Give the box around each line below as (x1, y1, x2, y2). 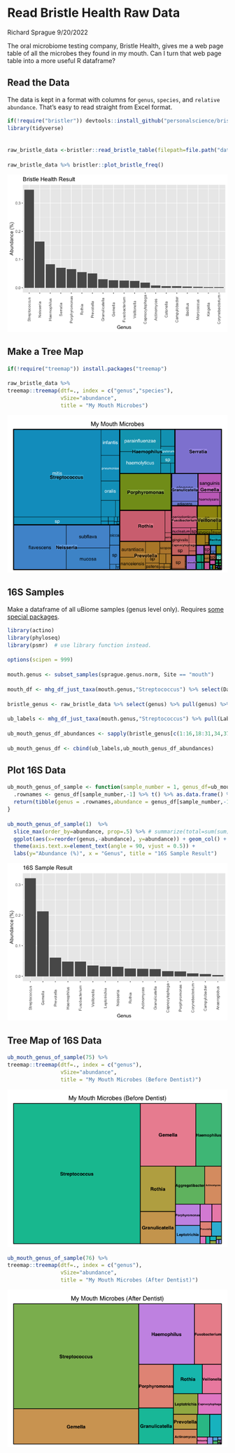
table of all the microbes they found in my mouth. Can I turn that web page (7, 49, 222, 57)
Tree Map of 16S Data (7, 1034, 102, 1046)
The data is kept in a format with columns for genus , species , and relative (7, 95, 220, 104)
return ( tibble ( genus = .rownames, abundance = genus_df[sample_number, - (13, 799, 227, 806)
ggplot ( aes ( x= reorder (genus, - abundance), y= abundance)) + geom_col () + (13, 835, 227, 843)
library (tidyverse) (7, 125, 64, 132)
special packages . (7, 612, 59, 621)
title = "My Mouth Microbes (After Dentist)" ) (60, 1277, 199, 1284)
